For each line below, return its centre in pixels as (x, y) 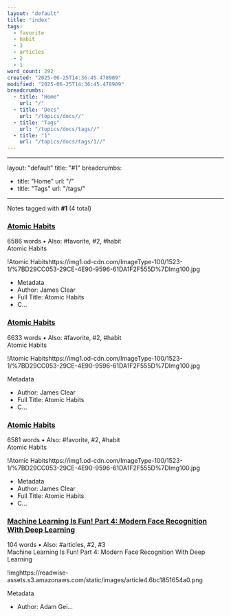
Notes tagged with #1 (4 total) (49, 208)
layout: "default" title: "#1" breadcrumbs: (65, 168)
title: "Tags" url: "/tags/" (51, 189)
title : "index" (29, 20)
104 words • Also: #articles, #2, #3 (56, 545)
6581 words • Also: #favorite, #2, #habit (64, 440)
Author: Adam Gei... (45, 607)
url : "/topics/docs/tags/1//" (63, 142)
